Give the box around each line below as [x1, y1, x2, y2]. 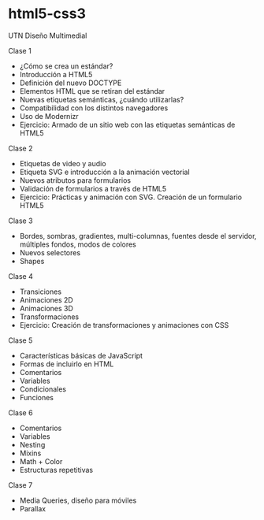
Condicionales [19, 384, 67, 394]
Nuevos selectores [19, 247, 81, 257]
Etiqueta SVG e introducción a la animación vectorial [19, 167, 191, 176]
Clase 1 [8, 46, 32, 55]
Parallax [19, 503, 46, 513]
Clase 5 [8, 336, 33, 345]
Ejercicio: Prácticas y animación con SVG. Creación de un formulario [19, 192, 243, 202]
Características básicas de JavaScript [19, 351, 143, 360]
